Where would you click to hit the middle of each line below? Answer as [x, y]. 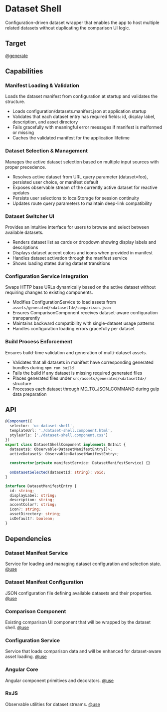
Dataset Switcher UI [30, 216]
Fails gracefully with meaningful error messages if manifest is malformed [87, 127]
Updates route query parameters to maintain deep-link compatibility [82, 203]
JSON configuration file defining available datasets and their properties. [79, 593]
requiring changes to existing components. [49, 292]
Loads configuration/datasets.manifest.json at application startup [79, 111]
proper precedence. [26, 167]
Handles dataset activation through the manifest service [70, 258]
